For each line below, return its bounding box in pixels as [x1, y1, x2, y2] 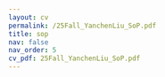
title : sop [8, 29, 49, 38]
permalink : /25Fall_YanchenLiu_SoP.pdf [8, 21, 157, 30]
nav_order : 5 [8, 46, 57, 55]
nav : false [8, 37, 49, 47]
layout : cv [8, 12, 49, 22]
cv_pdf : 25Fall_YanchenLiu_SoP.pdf [8, 54, 141, 63]
